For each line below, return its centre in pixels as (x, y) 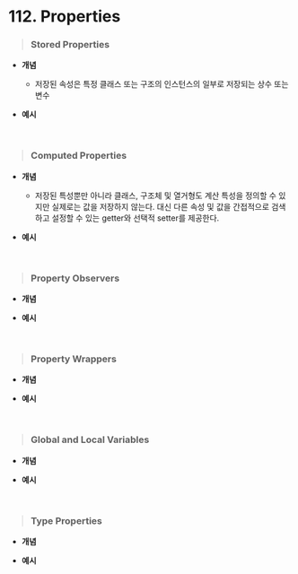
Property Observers (75, 278)
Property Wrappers (74, 359)
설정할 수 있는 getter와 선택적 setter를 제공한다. (136, 218)
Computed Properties (79, 156)
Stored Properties (70, 45)
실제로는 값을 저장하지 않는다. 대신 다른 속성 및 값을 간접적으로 (161, 206)
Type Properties (66, 520)
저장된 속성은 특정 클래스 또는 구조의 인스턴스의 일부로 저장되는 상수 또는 (162, 84)
